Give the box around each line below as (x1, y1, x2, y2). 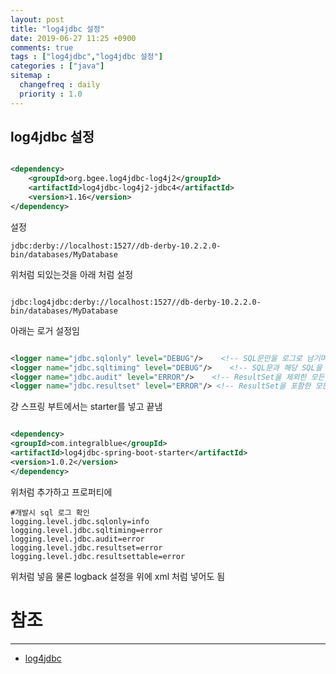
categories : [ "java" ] (10, 61, 105, 71)
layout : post (10, 14, 65, 25)
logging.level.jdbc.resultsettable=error (10, 551, 186, 561)
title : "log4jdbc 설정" (10, 24, 105, 34)
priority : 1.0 (19, 89, 83, 99)
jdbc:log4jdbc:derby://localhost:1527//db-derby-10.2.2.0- (10, 297, 262, 307)
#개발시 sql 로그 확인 (10, 507, 90, 518)
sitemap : (10, 71, 52, 81)
